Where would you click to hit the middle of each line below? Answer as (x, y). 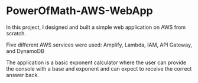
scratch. (16, 33)
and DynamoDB (25, 51)
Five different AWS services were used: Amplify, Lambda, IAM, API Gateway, (99, 45)
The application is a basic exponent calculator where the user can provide (96, 62)
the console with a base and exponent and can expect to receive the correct (99, 68)
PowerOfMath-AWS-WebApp (79, 11)
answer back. (23, 75)
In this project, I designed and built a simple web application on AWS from (96, 27)
